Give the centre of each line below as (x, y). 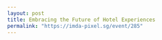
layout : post (26, 13)
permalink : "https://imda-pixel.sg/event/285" (75, 26)
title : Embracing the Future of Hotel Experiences (81, 20)
